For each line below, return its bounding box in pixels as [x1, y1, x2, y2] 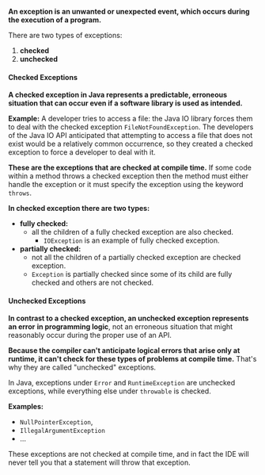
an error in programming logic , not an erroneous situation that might [8, 322, 233, 331]
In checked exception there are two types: [8, 204, 150, 213]
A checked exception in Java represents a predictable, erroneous [8, 90, 228, 100]
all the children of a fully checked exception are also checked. [31, 228, 234, 237]
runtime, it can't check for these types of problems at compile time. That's [8, 354, 257, 364]
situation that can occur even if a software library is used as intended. [8, 98, 243, 108]
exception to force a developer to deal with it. [8, 147, 156, 157]
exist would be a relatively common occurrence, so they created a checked [8, 139, 253, 149]
